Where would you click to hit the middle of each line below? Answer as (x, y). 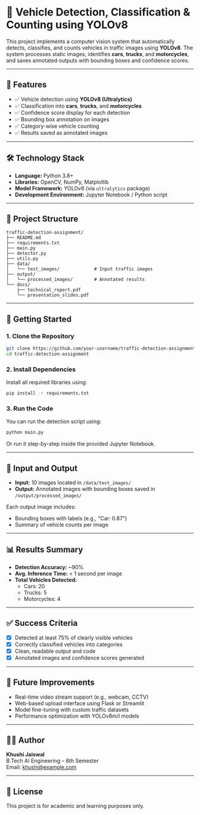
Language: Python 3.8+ (44, 175)
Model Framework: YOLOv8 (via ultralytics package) (82, 188)
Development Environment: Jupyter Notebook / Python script (91, 195)
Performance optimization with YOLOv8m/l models (77, 716)
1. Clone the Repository (40, 336)
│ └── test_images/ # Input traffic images (79, 269)
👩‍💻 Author (26, 740)
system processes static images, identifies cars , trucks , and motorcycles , (98, 54)
